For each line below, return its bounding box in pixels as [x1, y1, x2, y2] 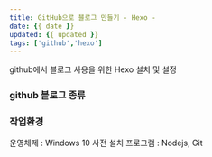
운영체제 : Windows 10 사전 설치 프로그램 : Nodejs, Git [9, 137, 203, 149]
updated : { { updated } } [9, 30, 99, 39]
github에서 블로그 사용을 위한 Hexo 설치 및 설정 [9, 64, 178, 75]
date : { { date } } [9, 22, 75, 31]
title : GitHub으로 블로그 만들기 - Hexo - [9, 13, 156, 23]
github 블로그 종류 [9, 89, 86, 102]
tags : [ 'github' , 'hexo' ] [9, 38, 103, 48]
